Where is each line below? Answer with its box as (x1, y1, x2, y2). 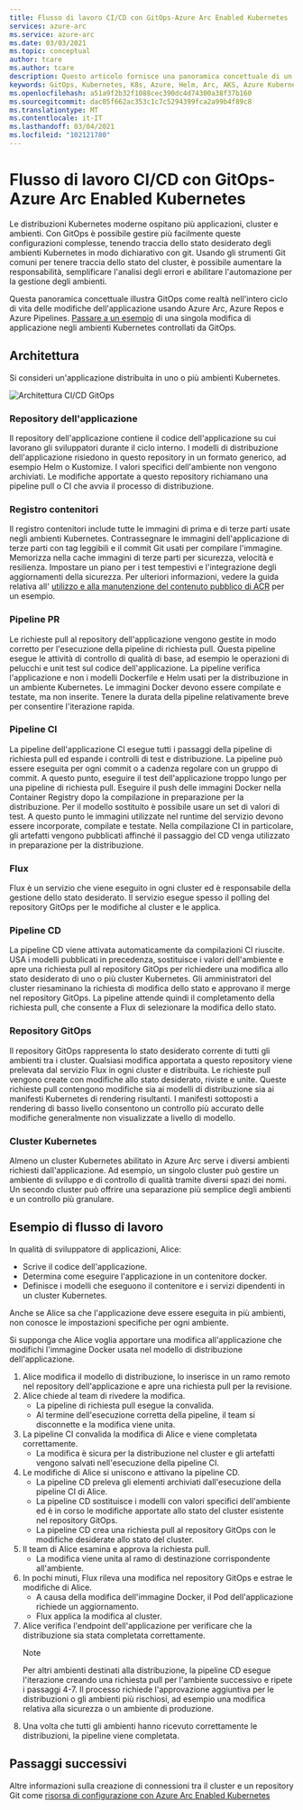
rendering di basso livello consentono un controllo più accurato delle (9, 1102, 264, 1114)
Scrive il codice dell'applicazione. (22, 1261, 147, 1272)
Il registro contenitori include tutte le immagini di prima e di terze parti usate (9, 524, 290, 535)
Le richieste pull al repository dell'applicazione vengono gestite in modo (9, 633, 277, 645)
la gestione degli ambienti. (9, 276, 107, 287)
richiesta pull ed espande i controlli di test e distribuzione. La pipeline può (9, 753, 283, 764)
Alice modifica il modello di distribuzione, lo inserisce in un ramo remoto (22, 1371, 290, 1382)
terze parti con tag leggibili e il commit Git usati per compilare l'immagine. (9, 543, 283, 554)
